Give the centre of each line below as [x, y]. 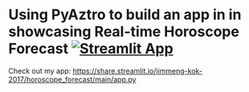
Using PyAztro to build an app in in [125, 15]
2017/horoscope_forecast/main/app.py [72, 79]
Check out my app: [40, 70]
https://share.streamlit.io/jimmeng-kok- [138, 70]
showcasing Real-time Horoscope [124, 32]
